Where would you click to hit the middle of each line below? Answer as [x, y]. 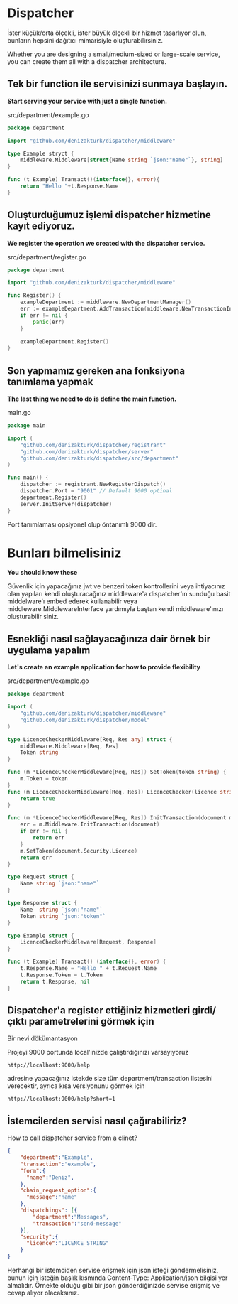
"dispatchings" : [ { [49, 1210]
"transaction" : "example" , [58, 1164]
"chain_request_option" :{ [58, 1191]
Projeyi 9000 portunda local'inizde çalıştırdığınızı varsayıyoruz [98, 1052]
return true [38, 798]
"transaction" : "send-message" [77, 1224]
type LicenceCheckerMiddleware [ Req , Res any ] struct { [90, 739]
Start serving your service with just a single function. [87, 101]
